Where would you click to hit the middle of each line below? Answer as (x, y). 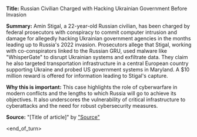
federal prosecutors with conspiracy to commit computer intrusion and (92, 32)
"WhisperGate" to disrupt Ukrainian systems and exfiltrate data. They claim (97, 57)
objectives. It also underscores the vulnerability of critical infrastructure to (96, 100)
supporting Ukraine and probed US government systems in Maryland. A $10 (98, 69)
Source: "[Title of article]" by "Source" (53, 117)
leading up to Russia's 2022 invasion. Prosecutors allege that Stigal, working (99, 44)
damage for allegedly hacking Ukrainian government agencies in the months (98, 38)
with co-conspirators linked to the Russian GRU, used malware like (87, 51)
